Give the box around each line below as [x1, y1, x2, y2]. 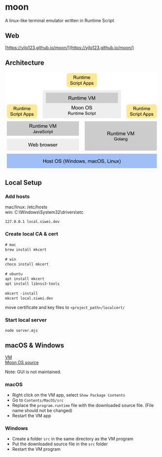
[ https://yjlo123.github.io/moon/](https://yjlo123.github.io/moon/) [5, 44, 134, 50]
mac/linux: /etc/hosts [5, 204, 48, 210]
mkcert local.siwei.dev [5, 296, 54, 301]
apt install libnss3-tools [5, 281, 60, 286]
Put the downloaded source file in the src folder [12, 441, 108, 447]
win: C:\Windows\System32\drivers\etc [5, 209, 84, 215]
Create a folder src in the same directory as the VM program [12, 436, 134, 442]
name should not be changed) [12, 408, 73, 414]
